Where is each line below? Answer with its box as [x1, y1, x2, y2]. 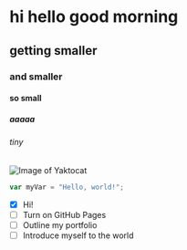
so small [9, 93, 43, 104]
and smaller [9, 70, 63, 83]
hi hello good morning [9, 6, 179, 27]
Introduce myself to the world [22, 230, 134, 241]
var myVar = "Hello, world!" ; [9, 182, 125, 192]
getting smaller [9, 43, 98, 58]
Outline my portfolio [22, 219, 98, 230]
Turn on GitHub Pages [22, 209, 107, 220]
